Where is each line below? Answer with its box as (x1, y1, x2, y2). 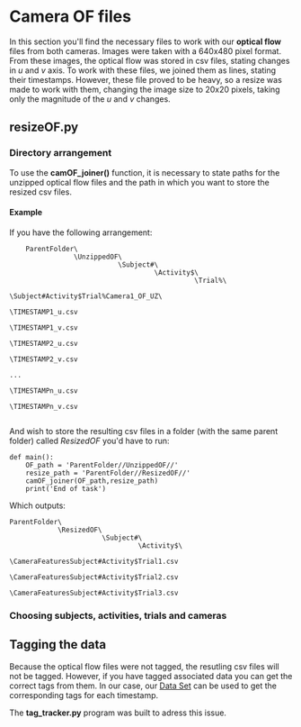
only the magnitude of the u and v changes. (9, 93, 171, 105)
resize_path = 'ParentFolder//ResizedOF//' (25, 468, 191, 477)
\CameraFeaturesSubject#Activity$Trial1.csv (9, 557, 179, 566)
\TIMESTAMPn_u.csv (9, 386, 78, 395)
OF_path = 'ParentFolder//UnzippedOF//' (25, 460, 179, 469)
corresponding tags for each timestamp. (9, 689, 159, 700)
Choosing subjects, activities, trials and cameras (9, 609, 227, 622)
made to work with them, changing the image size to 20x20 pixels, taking (9, 84, 280, 95)
